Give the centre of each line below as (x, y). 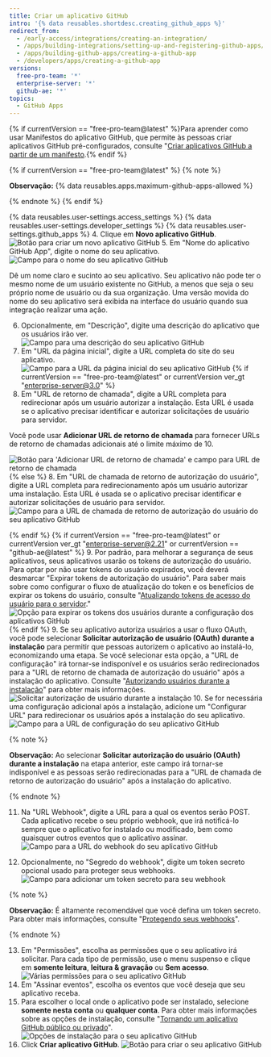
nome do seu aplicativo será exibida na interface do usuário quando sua (129, 301)
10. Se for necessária (228, 698)
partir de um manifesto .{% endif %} (68, 155)
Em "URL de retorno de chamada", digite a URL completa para (124, 394)
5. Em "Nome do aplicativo (205, 243)
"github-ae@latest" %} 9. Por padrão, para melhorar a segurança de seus (131, 553)
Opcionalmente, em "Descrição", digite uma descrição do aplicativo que (140, 326)
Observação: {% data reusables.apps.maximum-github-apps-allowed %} (131, 186)
